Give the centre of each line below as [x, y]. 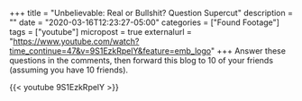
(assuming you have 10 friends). [69, 70]
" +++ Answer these [248, 51]
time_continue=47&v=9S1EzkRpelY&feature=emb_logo [110, 51]
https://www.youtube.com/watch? [76, 41]
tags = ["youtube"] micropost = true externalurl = [101, 32]
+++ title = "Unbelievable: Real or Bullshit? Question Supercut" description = [151, 13]
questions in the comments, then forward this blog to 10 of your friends [141, 60]
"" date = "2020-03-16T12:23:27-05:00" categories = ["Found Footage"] [144, 22]
